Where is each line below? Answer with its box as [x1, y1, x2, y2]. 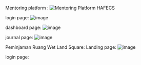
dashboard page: [5, 24, 42, 30]
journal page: [5, 35, 33, 40]
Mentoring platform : [5, 5, 49, 11]
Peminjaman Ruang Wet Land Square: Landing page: [5, 44, 116, 50]
